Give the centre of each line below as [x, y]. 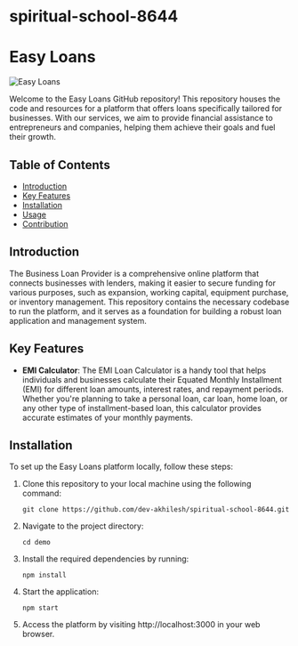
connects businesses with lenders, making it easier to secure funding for [142, 283]
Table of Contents [60, 165]
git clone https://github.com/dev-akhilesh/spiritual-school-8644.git [156, 510]
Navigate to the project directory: [83, 526]
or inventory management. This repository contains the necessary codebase [149, 302]
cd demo [36, 543]
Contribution [45, 223]
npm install [44, 576]
